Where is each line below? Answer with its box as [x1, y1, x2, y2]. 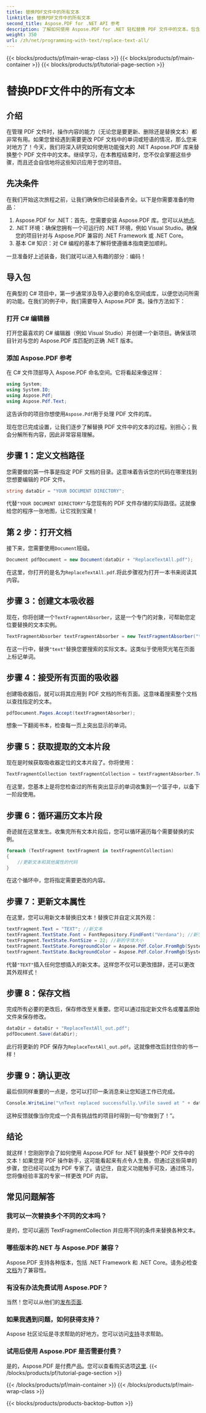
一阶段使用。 [6, 791, 39, 798]
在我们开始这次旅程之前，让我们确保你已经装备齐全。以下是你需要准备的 [6, 196, 189, 203]
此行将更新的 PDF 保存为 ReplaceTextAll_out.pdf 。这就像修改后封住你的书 [6, 1043, 193, 1050]
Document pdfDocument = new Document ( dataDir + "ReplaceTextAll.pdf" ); [6, 556, 193, 563]
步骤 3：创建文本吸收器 [6, 596, 94, 606]
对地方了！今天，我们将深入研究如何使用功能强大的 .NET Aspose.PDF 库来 [6, 144, 194, 150]
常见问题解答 [6, 1192, 55, 1203]
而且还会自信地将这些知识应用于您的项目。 [17, 159, 124, 166]
